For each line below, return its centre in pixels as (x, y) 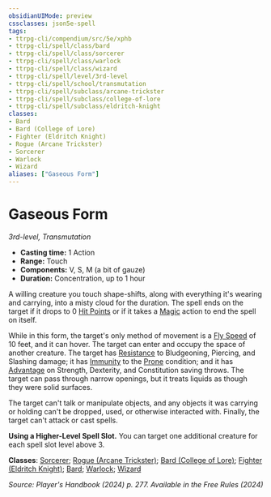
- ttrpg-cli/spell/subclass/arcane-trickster (86, 91)
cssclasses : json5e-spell (52, 24)
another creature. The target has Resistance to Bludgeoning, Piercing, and (132, 353)
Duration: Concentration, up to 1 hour (83, 278)
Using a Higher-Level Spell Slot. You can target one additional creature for (133, 435)
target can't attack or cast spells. (64, 420)
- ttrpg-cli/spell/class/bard (59, 46)
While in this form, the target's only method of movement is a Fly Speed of (132, 335)
